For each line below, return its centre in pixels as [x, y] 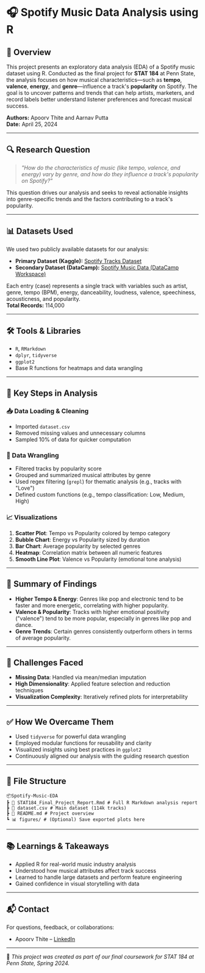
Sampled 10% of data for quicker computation [73, 440]
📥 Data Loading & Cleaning [48, 411]
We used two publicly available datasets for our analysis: [78, 249]
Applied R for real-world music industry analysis [75, 864]
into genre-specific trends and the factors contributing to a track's [90, 199]
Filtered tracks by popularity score [58, 468]
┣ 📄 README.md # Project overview [50, 813]
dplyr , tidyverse [36, 355]
